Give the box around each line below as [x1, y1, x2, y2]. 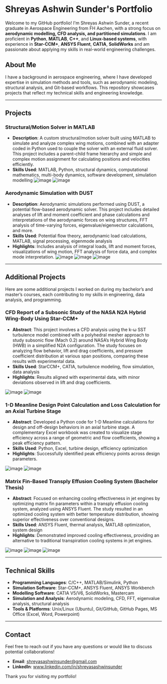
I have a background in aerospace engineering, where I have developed [5, 74, 152, 80]
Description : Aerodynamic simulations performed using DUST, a [12, 201, 145, 207]
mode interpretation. [12, 254, 55, 259]
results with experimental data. [12, 358, 76, 364]
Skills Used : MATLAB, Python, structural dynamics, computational [12, 167, 148, 172]
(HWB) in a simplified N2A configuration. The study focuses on [12, 342, 142, 348]
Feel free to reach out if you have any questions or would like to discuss [5, 644, 153, 650]
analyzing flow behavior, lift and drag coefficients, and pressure [12, 347, 143, 353]
